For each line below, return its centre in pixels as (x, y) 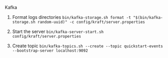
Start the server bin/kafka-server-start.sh (58, 32)
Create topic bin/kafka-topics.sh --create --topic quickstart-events (88, 46)
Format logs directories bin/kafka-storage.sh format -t (71, 17)
